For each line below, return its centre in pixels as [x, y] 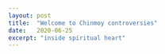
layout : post [30, 15]
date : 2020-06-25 [40, 30]
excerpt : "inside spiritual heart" [67, 38]
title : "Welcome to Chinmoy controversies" [83, 23]
